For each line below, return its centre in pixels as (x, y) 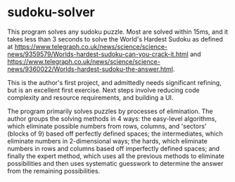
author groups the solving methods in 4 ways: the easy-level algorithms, (112, 118)
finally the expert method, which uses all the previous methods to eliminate (116, 156)
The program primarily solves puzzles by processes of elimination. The (110, 111)
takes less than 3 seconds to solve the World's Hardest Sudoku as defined (115, 39)
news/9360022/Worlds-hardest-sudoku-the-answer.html (90, 69)
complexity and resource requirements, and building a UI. (90, 97)
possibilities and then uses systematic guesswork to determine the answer (115, 163)
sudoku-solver (51, 12)
